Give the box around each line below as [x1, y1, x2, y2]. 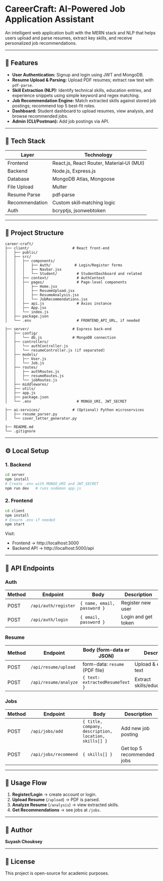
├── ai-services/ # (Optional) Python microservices [5, 408, 145, 413]
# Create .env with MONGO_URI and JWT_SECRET [5, 481, 98, 486]
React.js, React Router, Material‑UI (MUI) [52, 160, 145, 166]
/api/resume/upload [31, 665, 76, 670]
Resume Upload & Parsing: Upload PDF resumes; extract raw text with [12, 77, 154, 83]
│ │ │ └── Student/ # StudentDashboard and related [5, 271, 142, 276]
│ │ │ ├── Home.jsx [5, 284, 57, 289]
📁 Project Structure [5, 229, 64, 237]
